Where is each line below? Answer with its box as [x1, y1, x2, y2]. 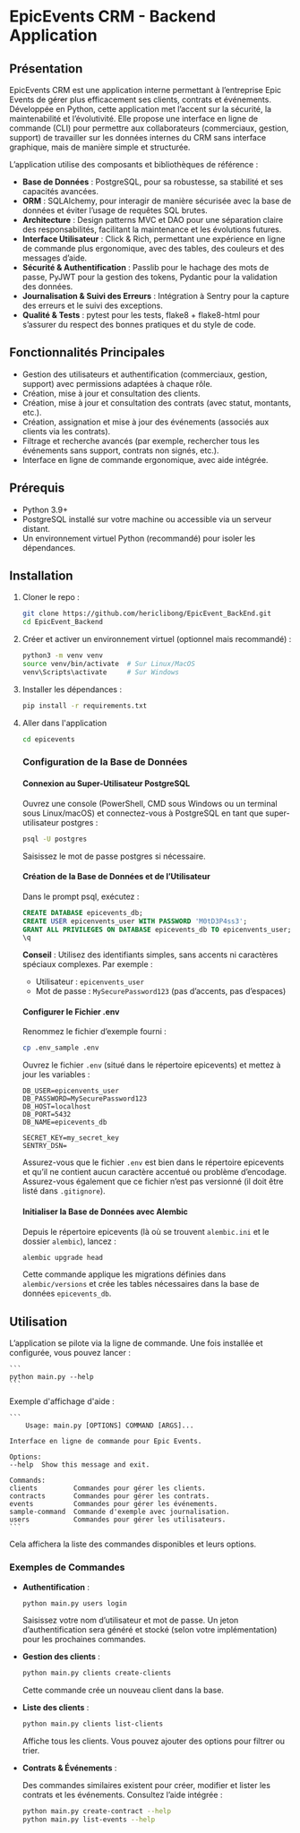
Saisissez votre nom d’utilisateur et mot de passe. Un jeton [21, 1615, 239, 1626]
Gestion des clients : [21, 1651, 101, 1662]
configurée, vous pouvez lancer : [9, 1348, 132, 1358]
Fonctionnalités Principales [9, 345, 166, 360]
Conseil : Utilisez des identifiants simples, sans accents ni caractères [21, 949, 279, 960]
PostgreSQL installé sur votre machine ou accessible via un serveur [21, 513, 272, 525]
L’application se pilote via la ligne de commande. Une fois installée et [9, 1338, 263, 1349]
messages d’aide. [21, 253, 88, 263]
